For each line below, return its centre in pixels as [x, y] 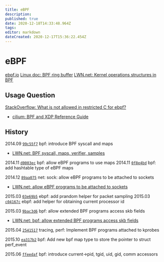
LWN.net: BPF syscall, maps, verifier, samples [59, 153]
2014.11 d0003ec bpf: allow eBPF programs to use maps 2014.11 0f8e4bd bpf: [81, 163]
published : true [22, 19]
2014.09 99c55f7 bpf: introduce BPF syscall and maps [59, 144]
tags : [11, 28]
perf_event [16, 245]
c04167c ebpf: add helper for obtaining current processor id [65, 202]
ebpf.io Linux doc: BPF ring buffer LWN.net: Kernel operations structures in [81, 74]
